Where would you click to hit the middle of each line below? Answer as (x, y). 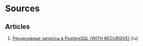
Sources (23, 9)
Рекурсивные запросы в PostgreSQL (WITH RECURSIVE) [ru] (75, 38)
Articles (18, 27)
